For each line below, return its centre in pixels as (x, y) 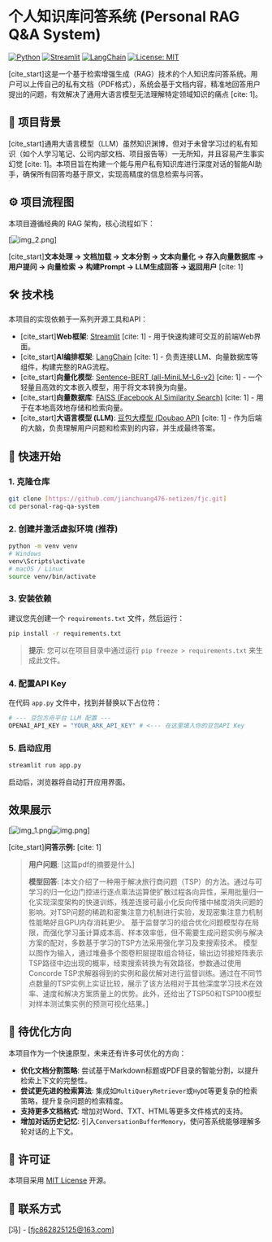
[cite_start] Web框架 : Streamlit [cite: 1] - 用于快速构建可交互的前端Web (137, 337)
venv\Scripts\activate (47, 561)
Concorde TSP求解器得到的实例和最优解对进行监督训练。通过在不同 (142, 973)
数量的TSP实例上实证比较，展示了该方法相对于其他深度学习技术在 (145, 983)
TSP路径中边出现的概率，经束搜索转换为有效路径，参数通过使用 (135, 963)
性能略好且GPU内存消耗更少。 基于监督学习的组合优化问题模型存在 (140, 922)
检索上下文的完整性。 (56, 1080)
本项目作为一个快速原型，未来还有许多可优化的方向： (97, 1053)
